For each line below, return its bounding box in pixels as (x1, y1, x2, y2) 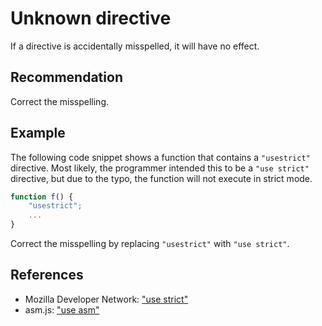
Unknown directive (10, 7, 172, 30)
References (10, 267, 84, 284)
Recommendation (10, 69, 123, 86)
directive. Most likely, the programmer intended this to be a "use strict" (10, 162, 310, 174)
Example (10, 125, 66, 142)
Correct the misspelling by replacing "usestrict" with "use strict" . (10, 238, 290, 250)
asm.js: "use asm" (24, 303, 100, 316)
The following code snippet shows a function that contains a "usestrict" (10, 151, 311, 163)
